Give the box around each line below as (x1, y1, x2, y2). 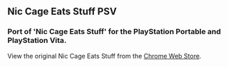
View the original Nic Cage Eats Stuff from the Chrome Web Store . (7, 51, 202, 60)
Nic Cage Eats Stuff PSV (7, 6, 118, 18)
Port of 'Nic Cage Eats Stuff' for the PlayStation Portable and (7, 27, 222, 37)
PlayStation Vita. (7, 35, 67, 45)
